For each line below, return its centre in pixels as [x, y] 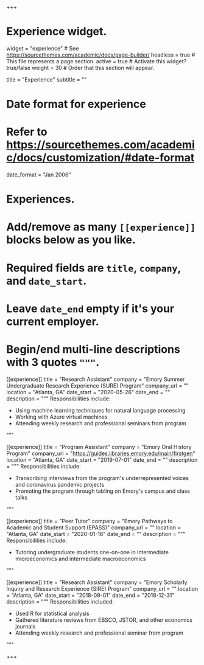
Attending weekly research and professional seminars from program [101, 423]
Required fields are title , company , [94, 268]
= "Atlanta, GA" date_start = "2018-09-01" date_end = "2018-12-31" [90, 595]
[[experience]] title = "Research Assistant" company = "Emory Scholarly [97, 582]
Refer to [27, 132]
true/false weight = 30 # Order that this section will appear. [80, 68]
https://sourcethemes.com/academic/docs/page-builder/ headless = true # [101, 55]
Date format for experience [76, 104]
